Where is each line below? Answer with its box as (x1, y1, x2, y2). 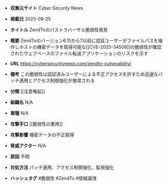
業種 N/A (10, 110, 29, 116)
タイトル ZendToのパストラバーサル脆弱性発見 (10, 27, 108, 33)
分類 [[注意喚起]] (10, 88, 45, 94)
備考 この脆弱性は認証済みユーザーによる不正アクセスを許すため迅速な (10, 71, 159, 77)
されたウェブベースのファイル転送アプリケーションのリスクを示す (10, 51, 149, 56)
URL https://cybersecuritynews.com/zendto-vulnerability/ (10, 61, 131, 66)
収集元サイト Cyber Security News (10, 5, 83, 11)
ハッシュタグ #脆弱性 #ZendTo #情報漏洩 (10, 175, 97, 181)
